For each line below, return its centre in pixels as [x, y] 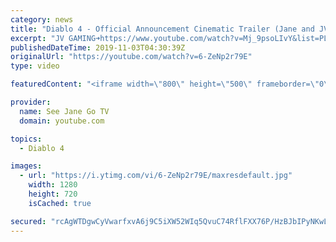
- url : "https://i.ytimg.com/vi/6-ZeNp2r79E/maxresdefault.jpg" [156, 176]
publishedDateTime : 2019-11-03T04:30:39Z [98, 47]
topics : [26, 139]
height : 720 [53, 194]
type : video [35, 66]
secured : [28, 221]
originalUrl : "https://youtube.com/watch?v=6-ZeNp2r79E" [131, 57]
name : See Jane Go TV [64, 111]
